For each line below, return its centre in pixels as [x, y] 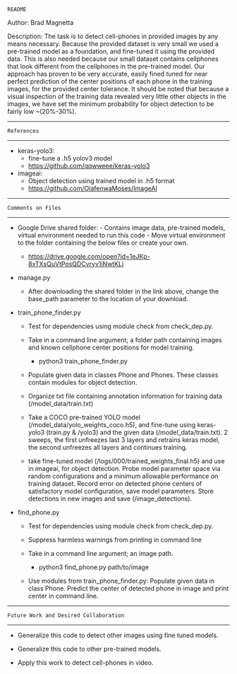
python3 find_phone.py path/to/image [94, 567]
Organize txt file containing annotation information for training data [125, 396]
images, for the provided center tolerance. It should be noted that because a [118, 89]
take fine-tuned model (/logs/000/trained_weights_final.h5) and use [126, 461]
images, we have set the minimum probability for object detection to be [111, 104]
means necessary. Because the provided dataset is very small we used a [113, 44]
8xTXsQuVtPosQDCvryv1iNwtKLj [76, 264]
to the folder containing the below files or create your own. [103, 243]
